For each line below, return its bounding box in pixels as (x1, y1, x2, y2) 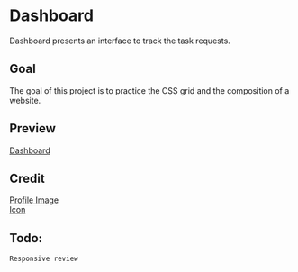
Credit (9, 170, 45, 186)
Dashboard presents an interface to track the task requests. (9, 35, 231, 46)
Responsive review (9, 254, 78, 264)
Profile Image (9, 195, 59, 205)
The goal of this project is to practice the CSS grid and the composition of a (9, 85, 290, 95)
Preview (9, 121, 57, 136)
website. (9, 95, 41, 105)
